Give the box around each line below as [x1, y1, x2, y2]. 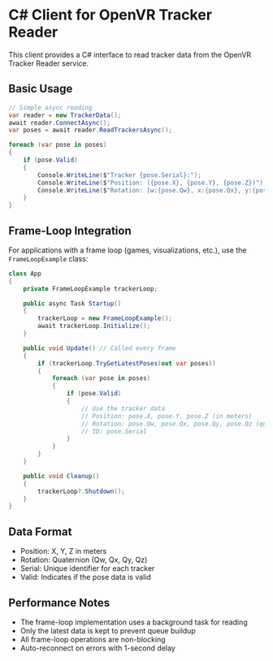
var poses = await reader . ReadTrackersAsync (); [8, 126, 173, 135]
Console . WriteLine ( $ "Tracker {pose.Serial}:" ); [37, 171, 201, 179]
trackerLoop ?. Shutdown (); [37, 487, 126, 495]
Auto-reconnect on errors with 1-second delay [19, 643, 176, 653]
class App [8, 270, 42, 278]
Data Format [8, 525, 72, 538]
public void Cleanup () [23, 472, 100, 480]
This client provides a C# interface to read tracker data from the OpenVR [8, 50, 252, 59]
